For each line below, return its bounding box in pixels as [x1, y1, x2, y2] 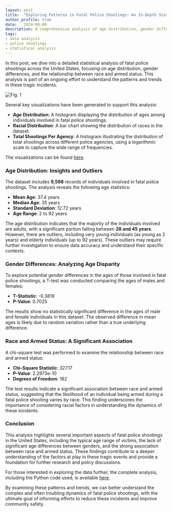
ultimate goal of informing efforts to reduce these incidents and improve [5, 495, 157, 501]
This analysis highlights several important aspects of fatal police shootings [5, 432, 163, 438]
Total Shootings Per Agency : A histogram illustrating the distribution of [12, 133, 163, 139]
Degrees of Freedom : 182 [12, 375, 68, 382]
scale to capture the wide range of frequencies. [12, 144, 114, 150]
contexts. [5, 248, 25, 254]
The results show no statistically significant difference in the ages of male [5, 309, 161, 315]
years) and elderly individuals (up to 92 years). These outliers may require [5, 237, 161, 243]
